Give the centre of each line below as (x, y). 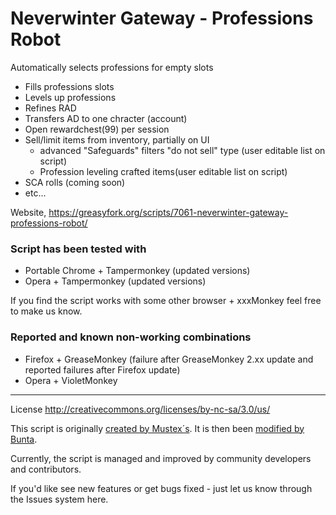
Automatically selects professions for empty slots (112, 67)
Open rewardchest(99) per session (97, 129)
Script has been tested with (78, 249)
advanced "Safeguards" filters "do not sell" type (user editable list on (182, 150)
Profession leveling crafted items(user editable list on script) (163, 171)
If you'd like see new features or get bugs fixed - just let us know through (161, 488)
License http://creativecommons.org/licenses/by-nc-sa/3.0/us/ (140, 409)
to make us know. (46, 311)
